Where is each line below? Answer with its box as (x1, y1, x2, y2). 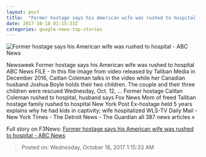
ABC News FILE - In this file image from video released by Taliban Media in (6, 68, 196, 75)
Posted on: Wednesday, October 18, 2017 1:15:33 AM (21, 144, 154, 151)
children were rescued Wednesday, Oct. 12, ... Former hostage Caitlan (6, 87, 183, 95)
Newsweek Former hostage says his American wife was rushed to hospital (6, 61, 195, 69)
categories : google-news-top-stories (6, 26, 103, 33)
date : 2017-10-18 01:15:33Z (6, 20, 78, 26)
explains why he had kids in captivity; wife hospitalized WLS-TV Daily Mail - (6, 107, 198, 114)
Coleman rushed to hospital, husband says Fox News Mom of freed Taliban (6, 94, 196, 101)
